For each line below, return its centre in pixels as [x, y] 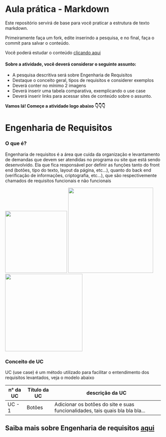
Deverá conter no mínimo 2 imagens [49, 86]
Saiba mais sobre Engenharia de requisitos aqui [80, 428]
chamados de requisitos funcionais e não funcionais [58, 181]
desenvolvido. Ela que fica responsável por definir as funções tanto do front [83, 165]
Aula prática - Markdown [57, 9]
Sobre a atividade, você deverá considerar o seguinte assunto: [71, 64]
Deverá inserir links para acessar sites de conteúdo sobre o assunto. [82, 96]
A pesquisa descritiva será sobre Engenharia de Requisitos [72, 75]
